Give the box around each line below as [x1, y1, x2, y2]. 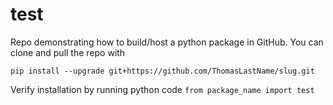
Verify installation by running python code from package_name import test [10, 83, 315, 95]
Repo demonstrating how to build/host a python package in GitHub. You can [10, 36, 324, 48]
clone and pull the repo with [10, 46, 126, 58]
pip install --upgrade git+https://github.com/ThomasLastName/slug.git [10, 66, 315, 76]
